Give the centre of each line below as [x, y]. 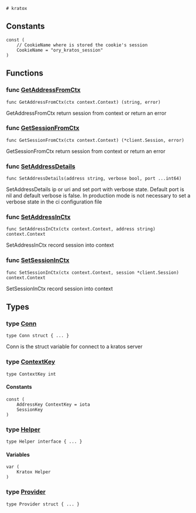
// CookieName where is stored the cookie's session [82, 45]
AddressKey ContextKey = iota [54, 405]
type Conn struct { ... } [37, 336]
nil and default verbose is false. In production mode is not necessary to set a [98, 196]
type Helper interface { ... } [44, 442]
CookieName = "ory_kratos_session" [60, 50]
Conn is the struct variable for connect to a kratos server [74, 346]
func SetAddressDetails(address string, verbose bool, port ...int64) [94, 179]
